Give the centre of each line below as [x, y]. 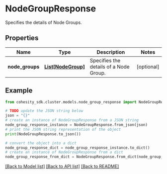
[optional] [148, 67]
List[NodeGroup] [65, 67]
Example [19, 91]
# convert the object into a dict [41, 143]
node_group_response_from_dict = [40, 157]
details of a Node [110, 67]
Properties [22, 38]
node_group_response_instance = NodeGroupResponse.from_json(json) [77, 125]
